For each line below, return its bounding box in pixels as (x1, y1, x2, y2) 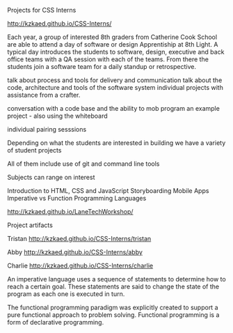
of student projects (7, 146, 62, 154)
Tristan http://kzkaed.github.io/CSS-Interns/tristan (7, 235, 152, 242)
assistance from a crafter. (7, 91, 81, 99)
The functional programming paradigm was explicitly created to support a (7, 303, 218, 311)
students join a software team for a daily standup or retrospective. (7, 63, 197, 70)
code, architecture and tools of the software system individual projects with (7, 84, 224, 91)
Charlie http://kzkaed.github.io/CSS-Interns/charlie (7, 261, 154, 270)
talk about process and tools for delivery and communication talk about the (7, 76, 223, 84)
